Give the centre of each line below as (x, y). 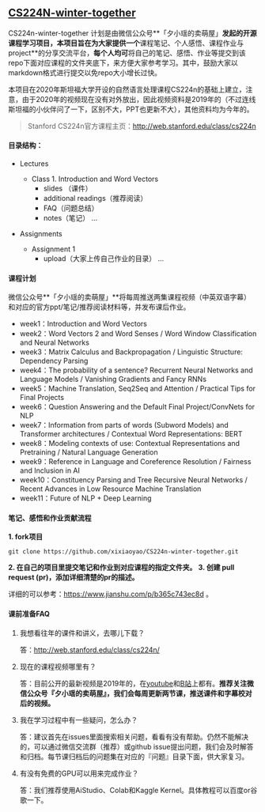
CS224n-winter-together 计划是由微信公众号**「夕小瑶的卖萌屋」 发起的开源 (132, 33)
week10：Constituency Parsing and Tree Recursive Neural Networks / (133, 480)
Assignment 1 (53, 249)
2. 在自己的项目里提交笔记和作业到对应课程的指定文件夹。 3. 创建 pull (121, 568)
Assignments (41, 234)
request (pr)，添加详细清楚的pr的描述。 (74, 577)
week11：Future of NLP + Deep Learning (85, 498)
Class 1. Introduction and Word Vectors (95, 179)
